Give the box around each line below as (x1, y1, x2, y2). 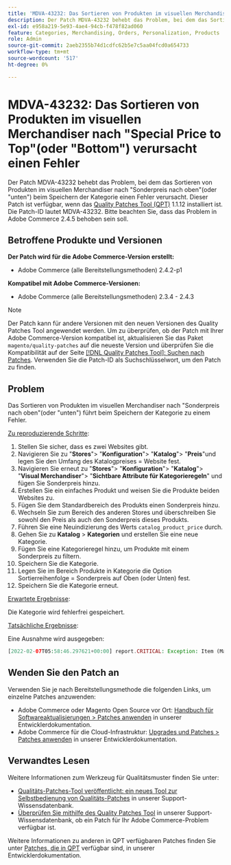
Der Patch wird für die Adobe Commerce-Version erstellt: (8, 252, 174, 261)
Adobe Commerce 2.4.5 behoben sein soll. (8, 215, 129, 223)
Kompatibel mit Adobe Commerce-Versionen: (8, 279, 141, 287)
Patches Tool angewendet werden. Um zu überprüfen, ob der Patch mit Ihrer (8, 327, 224, 335)
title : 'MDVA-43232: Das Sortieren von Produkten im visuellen (8, 10, 193, 17)
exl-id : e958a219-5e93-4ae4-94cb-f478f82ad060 (8, 23, 143, 30)
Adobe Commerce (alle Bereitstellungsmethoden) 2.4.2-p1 (17, 266, 182, 274)
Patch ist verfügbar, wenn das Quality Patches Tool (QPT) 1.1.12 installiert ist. (8, 200, 223, 208)
